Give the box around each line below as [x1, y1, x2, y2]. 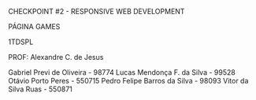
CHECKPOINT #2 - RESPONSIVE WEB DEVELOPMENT [8, 7, 185, 16]
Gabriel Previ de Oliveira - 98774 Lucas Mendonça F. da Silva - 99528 [8, 68, 236, 77]
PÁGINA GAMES [8, 22, 61, 31]
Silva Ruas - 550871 [8, 84, 73, 94]
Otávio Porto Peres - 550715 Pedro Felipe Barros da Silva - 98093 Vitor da [8, 76, 249, 85]
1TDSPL [8, 37, 34, 46]
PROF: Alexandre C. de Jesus [8, 53, 104, 61]
